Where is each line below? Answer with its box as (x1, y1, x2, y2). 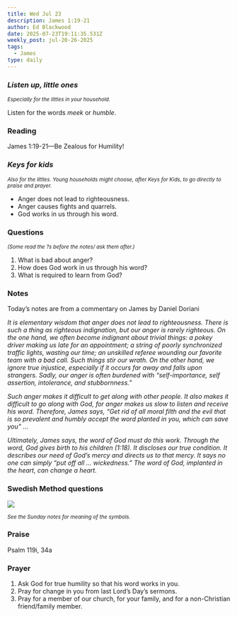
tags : (7, 43, 23, 50)
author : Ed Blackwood (7, 23, 71, 30)
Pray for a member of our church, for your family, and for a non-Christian (17, 594, 231, 603)
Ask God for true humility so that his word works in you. (17, 579, 180, 588)
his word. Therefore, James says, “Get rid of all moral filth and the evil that (7, 407, 226, 416)
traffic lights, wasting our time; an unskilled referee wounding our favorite (7, 349, 222, 357)
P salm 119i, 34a (7, 545, 52, 554)
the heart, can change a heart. (7, 466, 97, 475)
